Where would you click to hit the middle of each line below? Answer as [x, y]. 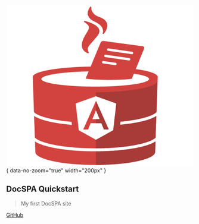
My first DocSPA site [46, 203]
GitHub [15, 215]
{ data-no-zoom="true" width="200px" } [56, 170]
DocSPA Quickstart [43, 189]
